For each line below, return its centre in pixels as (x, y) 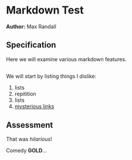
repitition (25, 94)
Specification (31, 45)
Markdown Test (45, 10)
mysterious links (34, 106)
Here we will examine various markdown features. (67, 59)
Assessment (30, 125)
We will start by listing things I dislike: (51, 76)
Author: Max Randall (31, 26)
